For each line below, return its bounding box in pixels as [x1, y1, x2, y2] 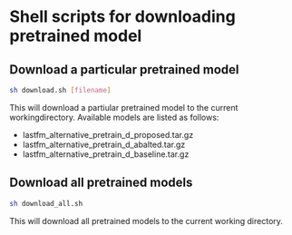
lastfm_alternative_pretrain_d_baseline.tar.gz [22, 148, 190, 160]
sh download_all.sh [9, 199, 83, 208]
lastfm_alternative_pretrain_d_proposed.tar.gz [22, 129, 194, 140]
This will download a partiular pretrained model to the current [9, 102, 238, 113]
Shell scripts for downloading [9, 6, 236, 27]
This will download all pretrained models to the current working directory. [9, 215, 284, 226]
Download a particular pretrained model [9, 62, 239, 77]
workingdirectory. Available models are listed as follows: [9, 112, 219, 122]
